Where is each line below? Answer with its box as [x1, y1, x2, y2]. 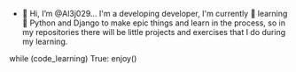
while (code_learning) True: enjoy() [9, 54, 137, 63]
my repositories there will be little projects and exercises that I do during [21, 27, 286, 37]
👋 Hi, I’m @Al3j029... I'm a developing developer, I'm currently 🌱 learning [21, 9, 288, 18]
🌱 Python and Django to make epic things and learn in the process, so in [21, 18, 286, 28]
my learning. [21, 36, 68, 47]
